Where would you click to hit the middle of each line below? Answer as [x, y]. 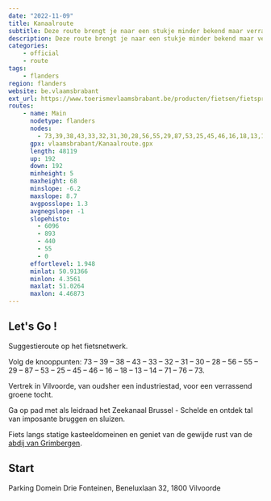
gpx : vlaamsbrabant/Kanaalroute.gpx [91, 143]
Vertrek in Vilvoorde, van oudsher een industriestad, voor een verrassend [130, 385]
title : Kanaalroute [41, 23]
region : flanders [38, 83]
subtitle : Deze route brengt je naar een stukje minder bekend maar [126, 31]
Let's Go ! [33, 327]
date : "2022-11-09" [41, 16]
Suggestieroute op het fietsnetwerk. [68, 346]
